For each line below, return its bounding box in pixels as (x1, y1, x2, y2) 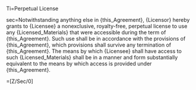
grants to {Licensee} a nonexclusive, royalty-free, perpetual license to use (6, 23, 188, 29)
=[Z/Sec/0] (6, 78, 34, 85)
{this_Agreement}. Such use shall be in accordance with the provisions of (6, 35, 186, 42)
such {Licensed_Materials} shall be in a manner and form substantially (6, 54, 178, 61)
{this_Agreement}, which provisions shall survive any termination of (6, 41, 172, 48)
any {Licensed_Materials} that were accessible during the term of (6, 29, 166, 36)
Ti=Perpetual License (6, 5, 59, 12)
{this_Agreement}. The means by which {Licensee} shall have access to (6, 48, 182, 55)
